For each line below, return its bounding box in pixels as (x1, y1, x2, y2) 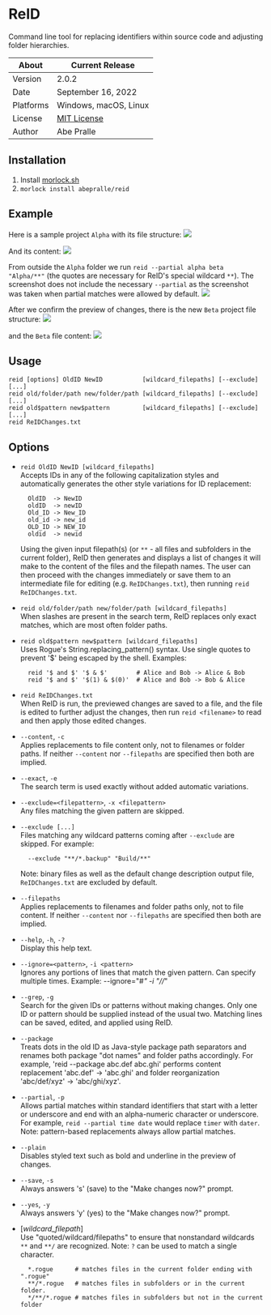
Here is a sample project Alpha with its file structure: (8, 229, 182, 239)
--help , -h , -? (19, 935, 66, 945)
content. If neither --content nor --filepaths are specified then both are (19, 911, 261, 920)
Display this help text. (19, 943, 92, 953)
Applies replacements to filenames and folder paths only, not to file (19, 902, 244, 912)
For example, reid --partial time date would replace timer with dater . (19, 1118, 260, 1128)
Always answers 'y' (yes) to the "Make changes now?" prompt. (19, 1208, 231, 1218)
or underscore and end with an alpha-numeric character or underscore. (19, 1109, 259, 1119)
